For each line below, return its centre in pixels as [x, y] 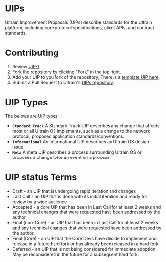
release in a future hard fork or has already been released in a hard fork [85, 244]
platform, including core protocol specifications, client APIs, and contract [80, 27]
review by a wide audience [40, 202]
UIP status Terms [41, 177]
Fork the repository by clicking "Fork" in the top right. [67, 72]
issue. [18, 147]
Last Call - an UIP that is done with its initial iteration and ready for [80, 196]
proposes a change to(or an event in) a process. [61, 157]
